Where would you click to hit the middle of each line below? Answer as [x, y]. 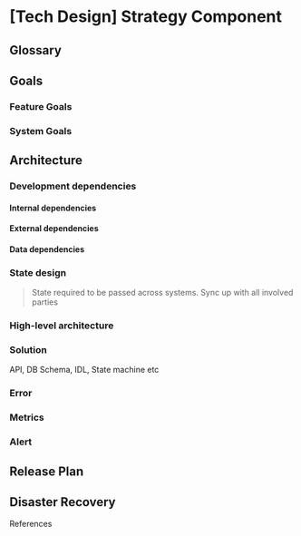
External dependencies [54, 229]
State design [38, 272]
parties [45, 302]
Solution [29, 350]
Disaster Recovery [63, 502]
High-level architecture [62, 326]
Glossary [35, 50]
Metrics [27, 417]
